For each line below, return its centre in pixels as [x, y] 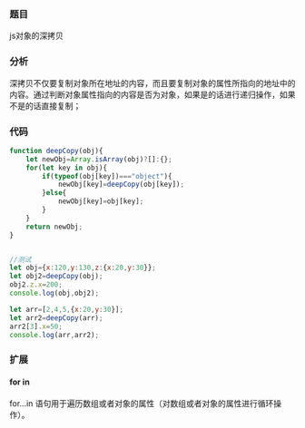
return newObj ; [54, 227]
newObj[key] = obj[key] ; [101, 201]
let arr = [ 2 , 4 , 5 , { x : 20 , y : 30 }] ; [67, 309]
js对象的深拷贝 [36, 36]
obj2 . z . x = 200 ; [36, 285]
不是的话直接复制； [45, 105]
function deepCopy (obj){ [56, 151]
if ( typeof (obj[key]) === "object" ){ [107, 176]
